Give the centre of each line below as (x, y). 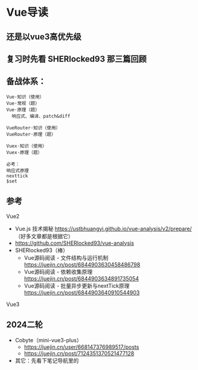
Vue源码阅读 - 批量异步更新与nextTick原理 (77, 285)
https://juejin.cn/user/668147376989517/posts (81, 347)
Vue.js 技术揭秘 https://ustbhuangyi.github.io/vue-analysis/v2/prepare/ (103, 229)
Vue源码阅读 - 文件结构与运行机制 (66, 258)
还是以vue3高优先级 (44, 37)
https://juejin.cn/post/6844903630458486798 (82, 264)
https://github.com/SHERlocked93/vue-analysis (75, 243)
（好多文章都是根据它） (44, 236)
